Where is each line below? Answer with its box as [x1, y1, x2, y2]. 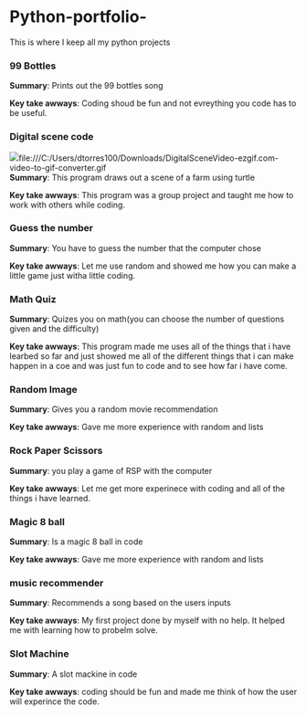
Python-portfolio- [9, 6, 148, 27]
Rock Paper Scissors [9, 445, 103, 458]
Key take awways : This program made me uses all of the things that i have [9, 341, 291, 353]
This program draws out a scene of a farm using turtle [51, 172, 256, 183]
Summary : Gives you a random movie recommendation [9, 404, 218, 415]
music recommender [9, 576, 104, 589]
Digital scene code [9, 131, 94, 143]
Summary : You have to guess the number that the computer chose [9, 242, 262, 253]
